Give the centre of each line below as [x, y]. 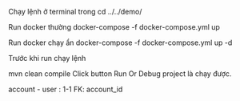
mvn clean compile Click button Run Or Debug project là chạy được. [120, 74]
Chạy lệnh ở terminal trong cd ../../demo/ [75, 12]
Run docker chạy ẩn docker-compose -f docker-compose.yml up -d [120, 42]
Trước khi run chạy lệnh [47, 58]
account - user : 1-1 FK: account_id [66, 89]
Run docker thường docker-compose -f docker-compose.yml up [114, 27]
